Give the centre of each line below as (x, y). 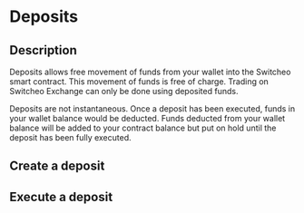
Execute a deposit (61, 197)
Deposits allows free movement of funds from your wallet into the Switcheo (150, 72)
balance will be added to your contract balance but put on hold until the (143, 128)
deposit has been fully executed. (70, 137)
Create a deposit (57, 166)
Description (43, 50)
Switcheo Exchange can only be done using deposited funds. (124, 91)
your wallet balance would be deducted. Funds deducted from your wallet (147, 118)
